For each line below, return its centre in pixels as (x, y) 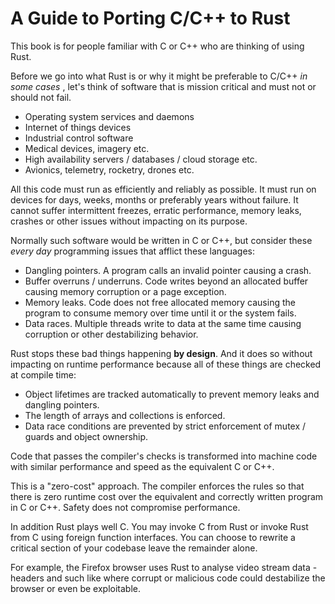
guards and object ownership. (86, 436)
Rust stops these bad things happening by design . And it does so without (161, 353)
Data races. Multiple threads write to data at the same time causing (163, 323)
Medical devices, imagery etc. (87, 148)
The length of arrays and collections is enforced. (125, 415)
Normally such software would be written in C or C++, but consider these (161, 240)
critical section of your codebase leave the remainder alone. (134, 548)
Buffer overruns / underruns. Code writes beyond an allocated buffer (166, 281)
